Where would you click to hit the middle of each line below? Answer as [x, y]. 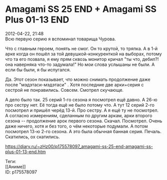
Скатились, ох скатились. [33, 137]
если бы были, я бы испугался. [38, 70]
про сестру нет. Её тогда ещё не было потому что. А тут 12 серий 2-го [80, 105]
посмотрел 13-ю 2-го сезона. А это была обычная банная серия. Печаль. [83, 131]
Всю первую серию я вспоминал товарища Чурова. [61, 39]
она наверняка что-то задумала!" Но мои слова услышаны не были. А [80, 64]
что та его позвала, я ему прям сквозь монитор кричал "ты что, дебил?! [82, 59]
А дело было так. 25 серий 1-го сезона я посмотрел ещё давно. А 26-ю [82, 99]
